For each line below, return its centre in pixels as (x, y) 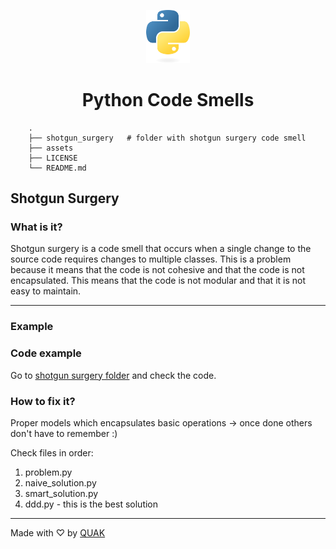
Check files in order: (52, 452)
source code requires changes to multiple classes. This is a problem (151, 259)
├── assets (51, 148)
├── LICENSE (53, 158)
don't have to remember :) (64, 433)
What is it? (36, 227)
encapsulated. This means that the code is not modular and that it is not (158, 281)
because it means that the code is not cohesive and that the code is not (157, 270)
